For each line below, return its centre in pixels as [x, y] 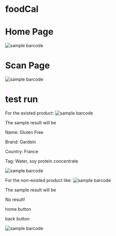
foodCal [22, 9]
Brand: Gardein [21, 142]
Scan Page [28, 66]
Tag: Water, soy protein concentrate [42, 161]
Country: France [22, 151]
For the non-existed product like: [38, 180]
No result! [15, 200]
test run [22, 99]
